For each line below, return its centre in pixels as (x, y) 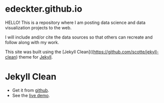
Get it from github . (31, 90)
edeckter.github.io (44, 9)
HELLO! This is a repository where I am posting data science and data (75, 22)
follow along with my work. (32, 42)
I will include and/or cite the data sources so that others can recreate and (79, 37)
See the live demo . (31, 95)
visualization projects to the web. (38, 27)
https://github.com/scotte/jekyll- (126, 52)
